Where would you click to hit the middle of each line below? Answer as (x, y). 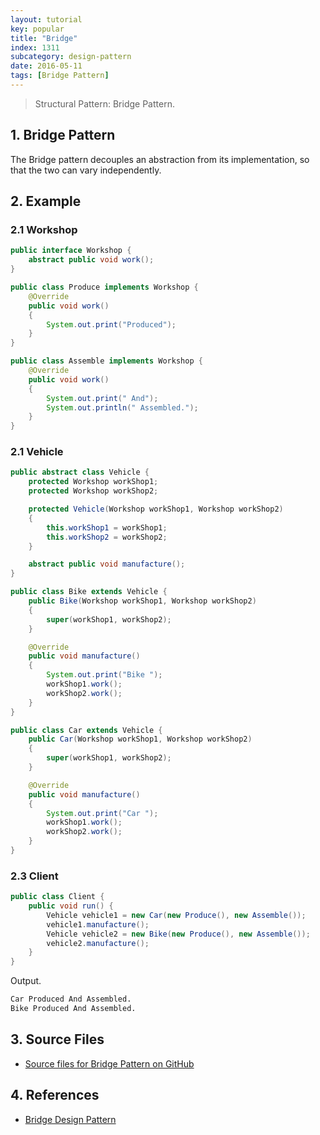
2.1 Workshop (44, 229)
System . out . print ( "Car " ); (102, 813)
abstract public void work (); (91, 260)
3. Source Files (57, 1039)
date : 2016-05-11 (46, 66)
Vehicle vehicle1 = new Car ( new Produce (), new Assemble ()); (176, 915)
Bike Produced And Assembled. (73, 1009)
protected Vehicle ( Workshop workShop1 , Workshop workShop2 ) (156, 509)
